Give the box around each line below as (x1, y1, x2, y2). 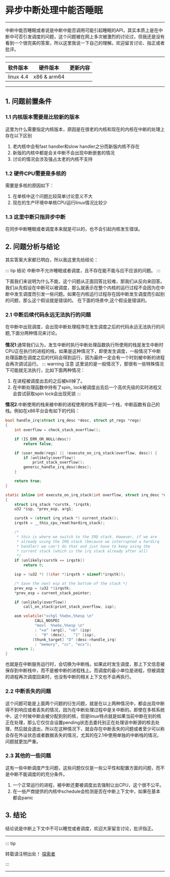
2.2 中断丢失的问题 (5, 688, 52, 695)
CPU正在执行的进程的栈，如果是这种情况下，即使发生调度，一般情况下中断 (5, 348, 161, 354)
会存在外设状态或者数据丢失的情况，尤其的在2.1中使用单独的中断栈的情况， (5, 732, 162, 738)
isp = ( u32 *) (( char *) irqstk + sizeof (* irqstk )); (14, 572, 125, 577)
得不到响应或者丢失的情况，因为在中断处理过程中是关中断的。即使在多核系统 (5, 706, 165, 712)
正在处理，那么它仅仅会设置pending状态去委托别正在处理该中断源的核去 (5, 719, 155, 725)
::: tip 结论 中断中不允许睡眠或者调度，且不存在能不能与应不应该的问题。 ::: (5, 268, 161, 274)
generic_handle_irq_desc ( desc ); (23, 465, 92, 470)
